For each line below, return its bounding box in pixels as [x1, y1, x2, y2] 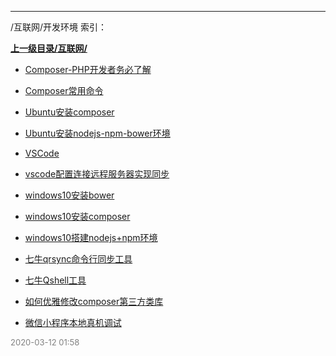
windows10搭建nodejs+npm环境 [24, 232, 158, 243]
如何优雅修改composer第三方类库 [24, 296, 164, 307]
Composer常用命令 [24, 85, 104, 96]
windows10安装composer [24, 211, 131, 222]
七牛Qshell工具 [24, 274, 87, 286]
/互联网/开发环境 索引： [10, 21, 108, 33]
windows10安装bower [24, 189, 115, 201]
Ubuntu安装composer [24, 106, 115, 118]
